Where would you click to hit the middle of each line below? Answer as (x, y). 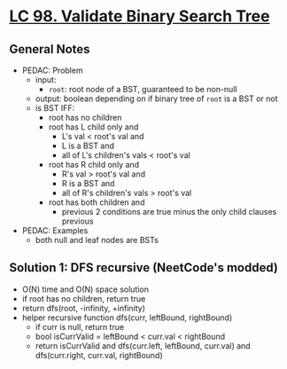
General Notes (50, 49)
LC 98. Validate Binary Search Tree (140, 16)
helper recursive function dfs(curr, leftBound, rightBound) (127, 318)
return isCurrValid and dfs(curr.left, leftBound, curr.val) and (143, 345)
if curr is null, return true (80, 326)
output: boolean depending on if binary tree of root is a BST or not (156, 98)
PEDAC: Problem (52, 70)
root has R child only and (94, 165)
